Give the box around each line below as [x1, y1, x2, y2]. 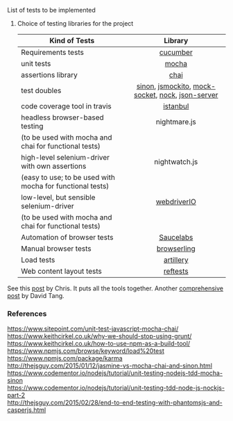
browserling [156, 244, 196, 253]
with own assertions [20, 161, 87, 171]
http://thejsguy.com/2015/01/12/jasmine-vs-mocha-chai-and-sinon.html [7, 361, 213, 370]
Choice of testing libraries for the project [17, 19, 134, 27]
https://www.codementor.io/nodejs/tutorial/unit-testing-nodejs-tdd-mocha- [7, 369, 223, 377]
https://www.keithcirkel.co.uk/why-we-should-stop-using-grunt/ [7, 332, 192, 340]
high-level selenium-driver [20, 153, 110, 162]
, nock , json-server [155, 90, 218, 99]
